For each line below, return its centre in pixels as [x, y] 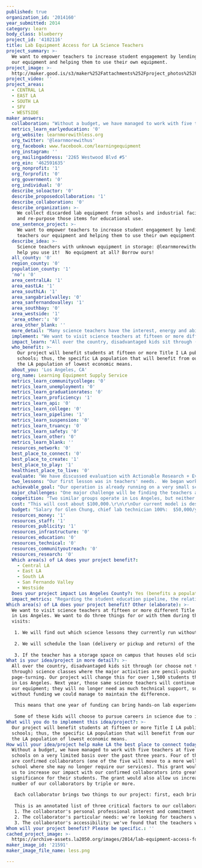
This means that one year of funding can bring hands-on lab [92, 705]
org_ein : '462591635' [39, 163]
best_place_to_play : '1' [43, 465]
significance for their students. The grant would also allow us [95, 778]
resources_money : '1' [39, 515]
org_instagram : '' [35, 152]
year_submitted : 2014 [33, 23]
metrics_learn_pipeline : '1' [48, 414]
